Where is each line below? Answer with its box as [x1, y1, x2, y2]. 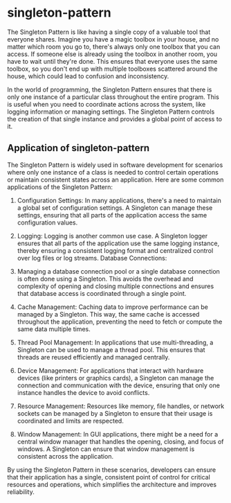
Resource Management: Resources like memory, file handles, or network [17, 402, 225, 410]
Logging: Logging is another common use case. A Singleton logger [17, 231, 208, 240]
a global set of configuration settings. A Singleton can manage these [17, 203, 213, 212]
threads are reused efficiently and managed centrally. [17, 353, 170, 361]
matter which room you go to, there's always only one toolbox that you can [7, 42, 221, 51]
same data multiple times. [17, 324, 91, 333]
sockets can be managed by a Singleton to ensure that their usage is [17, 409, 213, 417]
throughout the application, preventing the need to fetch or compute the [17, 317, 223, 326]
